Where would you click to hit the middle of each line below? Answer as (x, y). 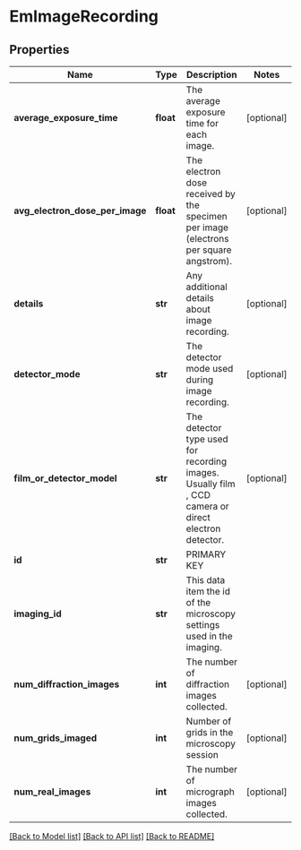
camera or (208, 506)
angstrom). (209, 261)
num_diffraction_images (67, 684)
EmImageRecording (84, 17)
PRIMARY (206, 554)
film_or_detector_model (66, 478)
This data (206, 580)
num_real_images (52, 792)
